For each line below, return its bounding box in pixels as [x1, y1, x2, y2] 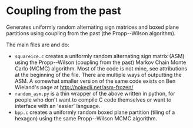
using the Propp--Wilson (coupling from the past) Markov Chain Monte [14, 59, 187, 66]
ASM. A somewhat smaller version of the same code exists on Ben [14, 78, 176, 85]
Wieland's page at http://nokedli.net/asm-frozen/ [14, 83, 134, 90]
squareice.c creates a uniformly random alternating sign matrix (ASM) [14, 52, 185, 59]
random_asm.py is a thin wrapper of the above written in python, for [14, 90, 175, 97]
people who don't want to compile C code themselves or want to [14, 96, 172, 103]
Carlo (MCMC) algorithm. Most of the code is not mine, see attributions [14, 65, 187, 72]
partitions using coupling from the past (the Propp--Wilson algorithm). [6, 29, 176, 36]
